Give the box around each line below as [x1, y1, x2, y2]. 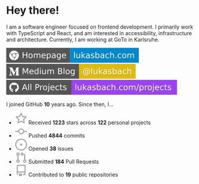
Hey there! [6, 4, 60, 17]
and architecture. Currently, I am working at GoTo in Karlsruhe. [6, 36, 160, 43]
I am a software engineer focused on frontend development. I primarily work [6, 23, 194, 30]
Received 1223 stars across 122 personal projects [28, 118, 151, 126]
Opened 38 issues [28, 145, 74, 152]
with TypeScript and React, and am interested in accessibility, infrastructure [6, 29, 192, 36]
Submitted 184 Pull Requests [28, 158, 99, 165]
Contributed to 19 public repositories [28, 171, 119, 178]
